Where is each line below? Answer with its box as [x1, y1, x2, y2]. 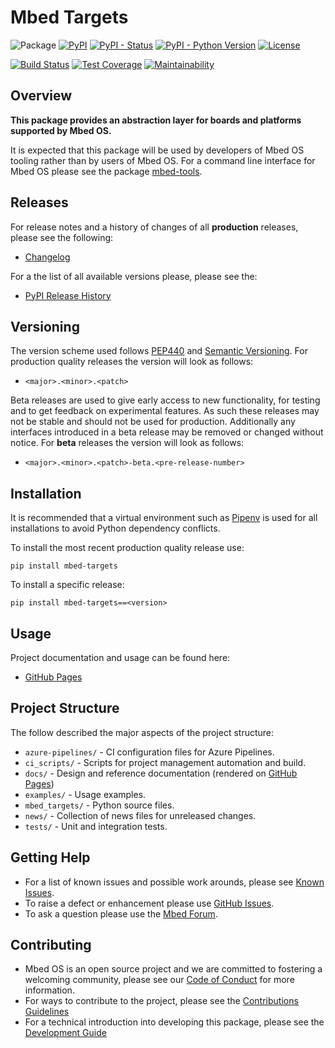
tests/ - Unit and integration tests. [24, 820, 168, 832]
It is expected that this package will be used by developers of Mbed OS [10, 144, 305, 156]
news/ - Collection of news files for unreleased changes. [24, 809, 257, 821]
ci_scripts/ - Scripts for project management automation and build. [24, 756, 307, 768]
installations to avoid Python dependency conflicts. [10, 522, 221, 535]
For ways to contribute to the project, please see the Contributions [24, 995, 299, 1007]
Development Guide [24, 1027, 107, 1039]
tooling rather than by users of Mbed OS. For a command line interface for [10, 154, 316, 166]
